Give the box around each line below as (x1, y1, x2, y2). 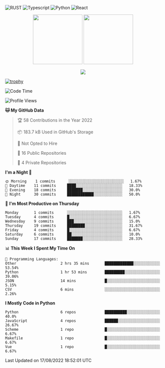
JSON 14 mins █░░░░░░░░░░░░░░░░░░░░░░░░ (5, 278, 161, 283)
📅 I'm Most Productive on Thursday (5, 201, 80, 206)
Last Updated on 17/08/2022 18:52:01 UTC (5, 358, 92, 363)
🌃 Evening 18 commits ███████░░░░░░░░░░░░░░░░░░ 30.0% (5, 187, 140, 192)
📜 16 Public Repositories (17, 150, 67, 156)
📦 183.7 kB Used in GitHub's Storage (17, 129, 94, 135)
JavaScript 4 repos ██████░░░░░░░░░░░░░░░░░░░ (5, 318, 161, 323)
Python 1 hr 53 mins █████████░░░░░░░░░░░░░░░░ (5, 270, 161, 275)
